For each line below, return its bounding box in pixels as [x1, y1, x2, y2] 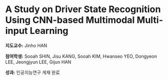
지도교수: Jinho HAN [5, 42, 47, 49]
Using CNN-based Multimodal [5, 14, 135, 26]
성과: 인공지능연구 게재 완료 [5, 69, 60, 75]
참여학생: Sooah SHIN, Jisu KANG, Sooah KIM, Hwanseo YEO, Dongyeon [5, 53, 157, 59]
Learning [30, 25, 69, 36]
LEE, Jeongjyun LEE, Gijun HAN [5, 59, 71, 65]
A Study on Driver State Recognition [5, 4, 161, 15]
